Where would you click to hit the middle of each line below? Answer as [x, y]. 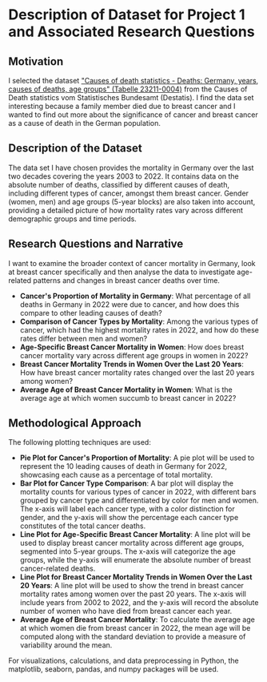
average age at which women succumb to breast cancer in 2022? [128, 397]
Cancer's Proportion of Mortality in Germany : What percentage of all [135, 296]
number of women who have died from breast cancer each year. [126, 611]
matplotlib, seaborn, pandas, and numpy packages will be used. [114, 669]
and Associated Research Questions [132, 32]
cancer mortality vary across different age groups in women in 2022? [134, 355]
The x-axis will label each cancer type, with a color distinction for [127, 509]
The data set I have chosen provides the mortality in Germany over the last [131, 167]
